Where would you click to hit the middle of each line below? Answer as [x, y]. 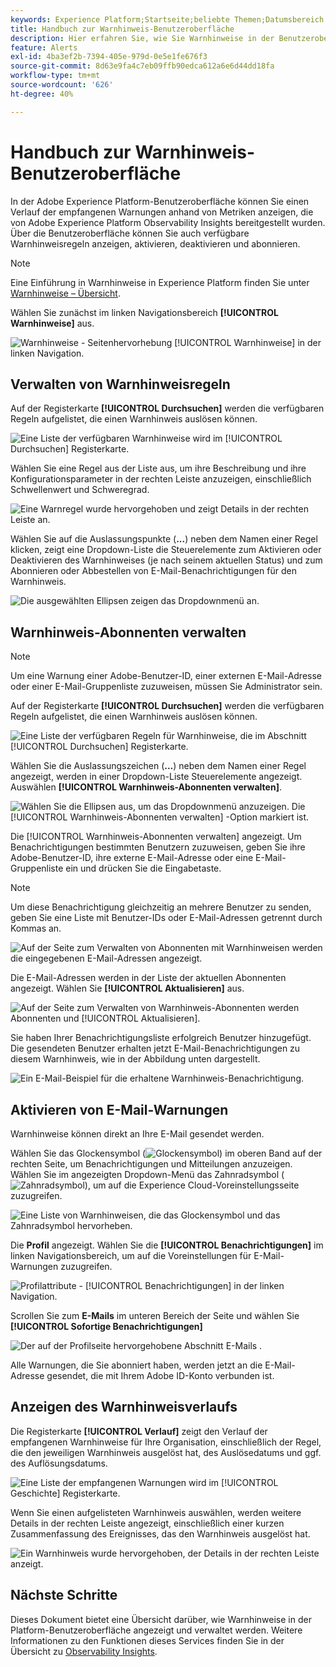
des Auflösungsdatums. [59, 1463]
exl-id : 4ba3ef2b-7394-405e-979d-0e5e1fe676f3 [109, 57]
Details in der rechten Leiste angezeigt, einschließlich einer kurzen [147, 1523]
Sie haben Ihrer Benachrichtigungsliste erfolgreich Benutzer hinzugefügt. [161, 1038]
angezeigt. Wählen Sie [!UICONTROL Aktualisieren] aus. [127, 988]
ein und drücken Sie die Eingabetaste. [143, 868]
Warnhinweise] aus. [52, 323]
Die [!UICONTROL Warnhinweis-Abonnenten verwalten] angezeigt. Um [156, 837]
